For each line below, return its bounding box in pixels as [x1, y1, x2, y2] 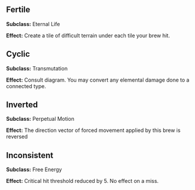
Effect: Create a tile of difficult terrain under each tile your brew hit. [6, 32, 170, 39]
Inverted [6, 100, 38, 110]
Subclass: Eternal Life [6, 20, 60, 27]
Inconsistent [6, 150, 54, 160]
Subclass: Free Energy [6, 166, 62, 173]
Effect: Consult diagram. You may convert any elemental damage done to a [6, 76, 190, 83]
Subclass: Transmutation [6, 65, 68, 72]
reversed [6, 133, 28, 140]
